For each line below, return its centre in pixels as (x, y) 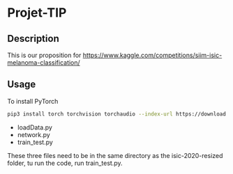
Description (33, 39)
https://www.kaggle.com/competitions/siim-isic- (152, 55)
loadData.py (35, 127)
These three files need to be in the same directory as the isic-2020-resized (115, 155)
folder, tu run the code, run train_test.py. (65, 163)
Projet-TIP (37, 13)
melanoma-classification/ (44, 63)
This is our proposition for (44, 55)
